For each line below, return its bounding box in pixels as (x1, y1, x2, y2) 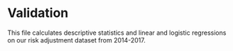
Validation (7, 5, 69, 21)
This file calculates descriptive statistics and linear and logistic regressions (7, 28, 227, 37)
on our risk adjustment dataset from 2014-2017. (7, 35, 146, 44)
